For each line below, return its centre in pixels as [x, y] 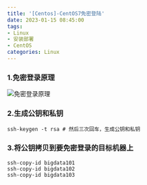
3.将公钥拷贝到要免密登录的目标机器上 [70, 148]
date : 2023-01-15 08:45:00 [46, 20]
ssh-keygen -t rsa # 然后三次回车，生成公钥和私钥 [74, 129]
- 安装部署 [21, 39]
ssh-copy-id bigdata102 [41, 169]
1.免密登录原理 [31, 77]
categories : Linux [33, 52]
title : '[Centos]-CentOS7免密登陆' [56, 13]
